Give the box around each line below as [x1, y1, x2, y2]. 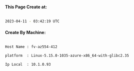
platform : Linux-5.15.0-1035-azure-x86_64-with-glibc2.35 [5, 53, 130, 58]
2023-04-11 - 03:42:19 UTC [5, 19, 60, 24]
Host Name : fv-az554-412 [5, 44, 57, 50]
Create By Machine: [5, 29, 46, 35]
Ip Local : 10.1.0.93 [5, 62, 51, 67]
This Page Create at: [5, 4, 47, 10]
